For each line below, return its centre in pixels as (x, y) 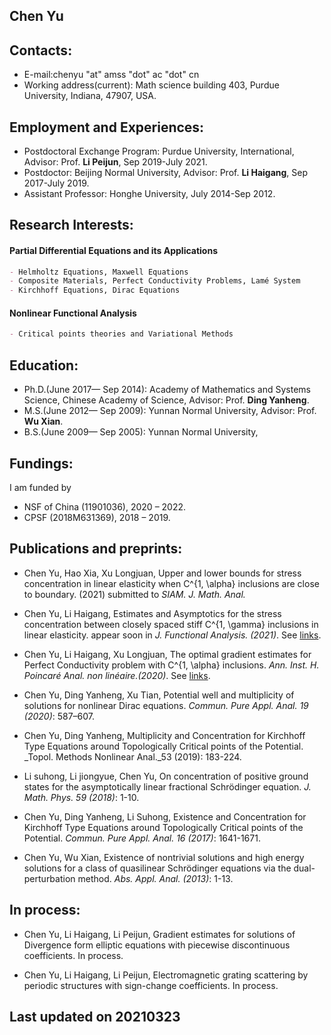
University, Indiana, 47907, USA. (90, 96)
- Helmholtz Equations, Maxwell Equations (99, 272)
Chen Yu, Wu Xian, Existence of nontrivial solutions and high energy (164, 857)
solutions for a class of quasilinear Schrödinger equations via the (157, 868)
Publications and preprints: (96, 549)
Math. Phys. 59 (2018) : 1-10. (81, 797)
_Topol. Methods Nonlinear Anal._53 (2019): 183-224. (132, 756)
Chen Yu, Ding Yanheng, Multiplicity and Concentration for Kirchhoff (164, 735)
